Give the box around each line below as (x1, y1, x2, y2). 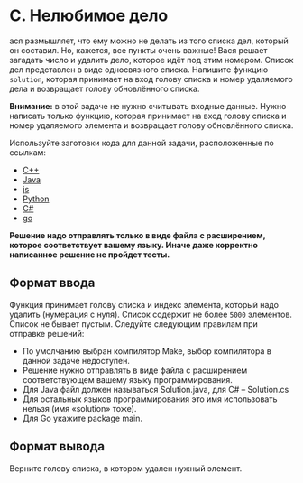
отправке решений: (9, 328, 85, 339)
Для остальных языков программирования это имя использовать (22, 394, 278, 404)
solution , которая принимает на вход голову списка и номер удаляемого (9, 73, 293, 84)
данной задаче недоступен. (22, 355, 131, 366)
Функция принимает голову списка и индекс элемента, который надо (9, 299, 280, 310)
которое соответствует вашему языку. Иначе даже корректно (9, 239, 259, 250)
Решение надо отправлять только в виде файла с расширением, (9, 229, 266, 240)
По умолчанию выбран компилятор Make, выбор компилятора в (22, 345, 272, 357)
